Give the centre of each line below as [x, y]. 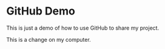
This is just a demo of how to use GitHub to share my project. [83, 28]
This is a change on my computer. [49, 39]
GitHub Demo [41, 11]
